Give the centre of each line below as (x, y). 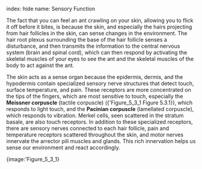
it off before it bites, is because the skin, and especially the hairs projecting (99, 27)
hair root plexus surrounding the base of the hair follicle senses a (87, 40)
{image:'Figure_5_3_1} (33, 159)
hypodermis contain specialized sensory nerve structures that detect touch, (100, 83)
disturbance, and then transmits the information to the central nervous (93, 46)
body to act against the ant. (40, 65)
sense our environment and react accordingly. (63, 148)
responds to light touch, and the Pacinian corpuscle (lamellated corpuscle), (100, 109)
